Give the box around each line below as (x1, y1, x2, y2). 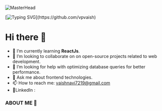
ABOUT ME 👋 (5, 99, 37, 106)
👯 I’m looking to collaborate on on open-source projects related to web (12, 53, 158, 59)
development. (12, 58, 41, 64)
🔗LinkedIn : (12, 87, 36, 93)
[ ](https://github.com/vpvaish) (5, 14, 96, 20)
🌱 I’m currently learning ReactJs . (12, 48, 80, 54)
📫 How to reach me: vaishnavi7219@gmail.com (12, 80, 110, 86)
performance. (12, 69, 41, 75)
